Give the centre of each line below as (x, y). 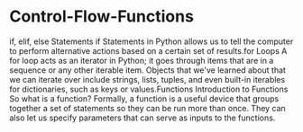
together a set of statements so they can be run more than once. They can (147, 108)
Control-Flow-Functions (101, 17)
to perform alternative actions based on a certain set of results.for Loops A (148, 50)
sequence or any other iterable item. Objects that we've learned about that (148, 70)
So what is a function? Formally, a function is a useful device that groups (144, 98)
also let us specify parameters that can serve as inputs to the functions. (142, 118)
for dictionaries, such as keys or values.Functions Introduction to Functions (149, 89)
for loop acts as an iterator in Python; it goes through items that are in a (142, 60)
